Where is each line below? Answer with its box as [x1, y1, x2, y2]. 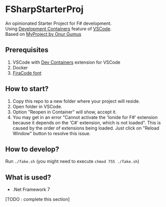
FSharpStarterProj [5, 4, 84, 15]
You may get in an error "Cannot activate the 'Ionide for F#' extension [12, 114, 158, 120]
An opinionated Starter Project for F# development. [5, 20, 112, 26]
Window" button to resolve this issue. [12, 130, 91, 136]
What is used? [5, 173, 52, 182]
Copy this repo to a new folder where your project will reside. [12, 98, 140, 104]
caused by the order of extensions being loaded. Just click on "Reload [12, 125, 159, 131]
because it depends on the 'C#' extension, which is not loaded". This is [12, 119, 161, 126]
